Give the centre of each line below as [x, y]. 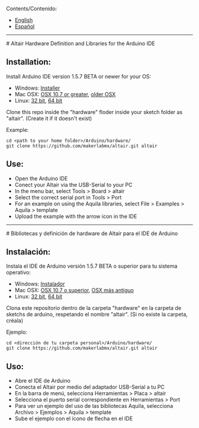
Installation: [29, 62]
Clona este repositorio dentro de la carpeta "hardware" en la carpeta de [94, 308]
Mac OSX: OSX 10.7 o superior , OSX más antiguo [74, 290]
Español [25, 26]
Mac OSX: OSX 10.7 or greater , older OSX [65, 94]
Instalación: [28, 252]
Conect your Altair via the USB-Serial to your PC [73, 185]
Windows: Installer [37, 88]
